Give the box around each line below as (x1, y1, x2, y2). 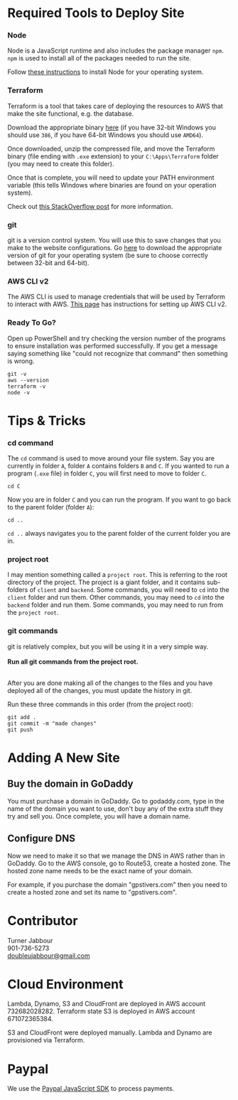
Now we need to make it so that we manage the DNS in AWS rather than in (7, 851, 225, 860)
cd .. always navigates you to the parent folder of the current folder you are (7, 529, 231, 538)
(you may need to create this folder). (7, 159, 114, 168)
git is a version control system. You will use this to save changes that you (7, 236, 222, 244)
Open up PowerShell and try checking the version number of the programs (7, 334, 226, 343)
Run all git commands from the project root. (7, 657, 139, 666)
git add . (7, 713, 37, 721)
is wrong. (7, 357, 35, 365)
